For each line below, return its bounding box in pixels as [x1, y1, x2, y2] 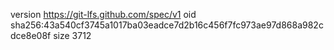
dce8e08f [10, 30, 52, 41]
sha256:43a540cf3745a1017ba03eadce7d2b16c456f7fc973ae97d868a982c [10, 19, 324, 31]
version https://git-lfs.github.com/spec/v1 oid [10, 9, 197, 20]
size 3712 [53, 30, 92, 41]
